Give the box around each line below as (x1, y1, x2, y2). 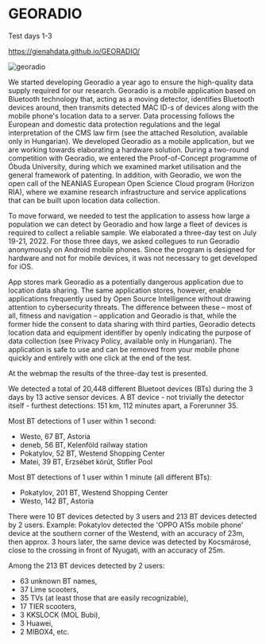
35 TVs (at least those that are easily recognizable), (19, 593, 189, 603)
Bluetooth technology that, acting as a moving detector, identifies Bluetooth (8, 94, 256, 103)
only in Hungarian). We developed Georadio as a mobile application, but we (8, 136, 256, 145)
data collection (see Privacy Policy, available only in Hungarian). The (8, 336, 232, 346)
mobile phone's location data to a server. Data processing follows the (8, 111, 235, 120)
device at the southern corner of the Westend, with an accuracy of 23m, (8, 528, 245, 537)
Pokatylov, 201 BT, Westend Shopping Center (19, 487, 168, 497)
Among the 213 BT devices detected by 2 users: (8, 561, 165, 570)
